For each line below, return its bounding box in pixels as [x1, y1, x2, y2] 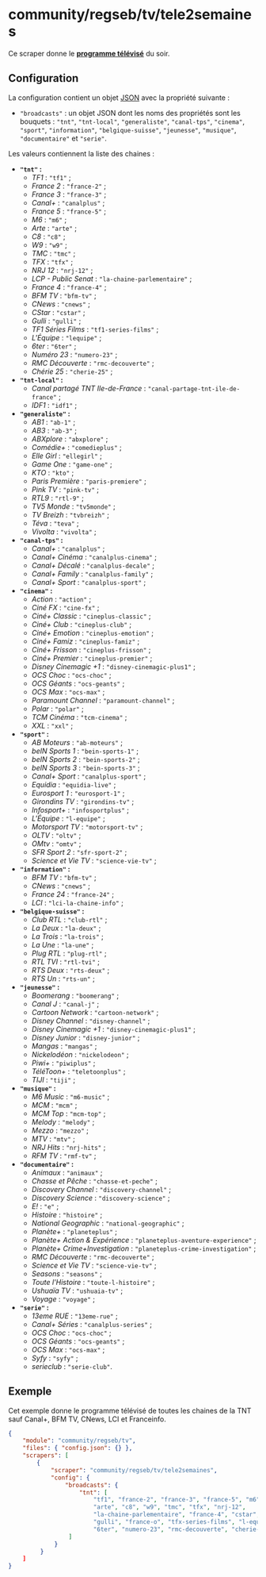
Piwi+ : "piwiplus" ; [31, 1058, 96, 1067]
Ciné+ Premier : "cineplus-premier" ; [31, 653, 153, 663]
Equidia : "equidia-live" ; [31, 779, 116, 789]
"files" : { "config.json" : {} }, [22, 1444, 133, 1452]
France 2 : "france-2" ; [31, 181, 107, 190]
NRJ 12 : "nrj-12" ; [31, 265, 93, 275]
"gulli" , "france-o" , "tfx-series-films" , [93, 1518, 236, 1526]
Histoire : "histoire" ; [31, 1210, 103, 1219]
